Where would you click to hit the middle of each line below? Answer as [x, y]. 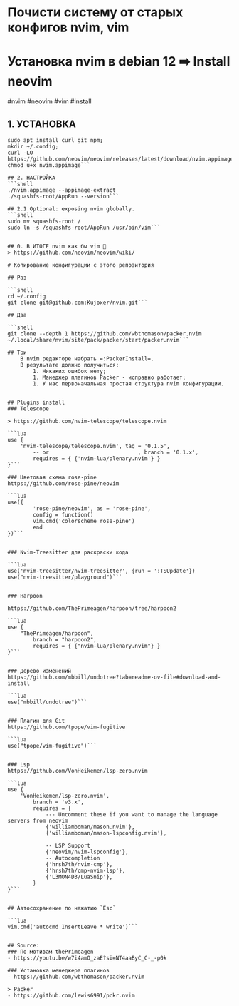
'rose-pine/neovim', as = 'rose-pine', [92, 508]
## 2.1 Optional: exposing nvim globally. [71, 209]
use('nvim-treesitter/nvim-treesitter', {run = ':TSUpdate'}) [101, 571]
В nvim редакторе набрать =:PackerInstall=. [87, 359]
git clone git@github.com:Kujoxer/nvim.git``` [78, 303]
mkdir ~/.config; [33, 146]
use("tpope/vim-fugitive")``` [52, 746]
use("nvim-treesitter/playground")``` [65, 577]
